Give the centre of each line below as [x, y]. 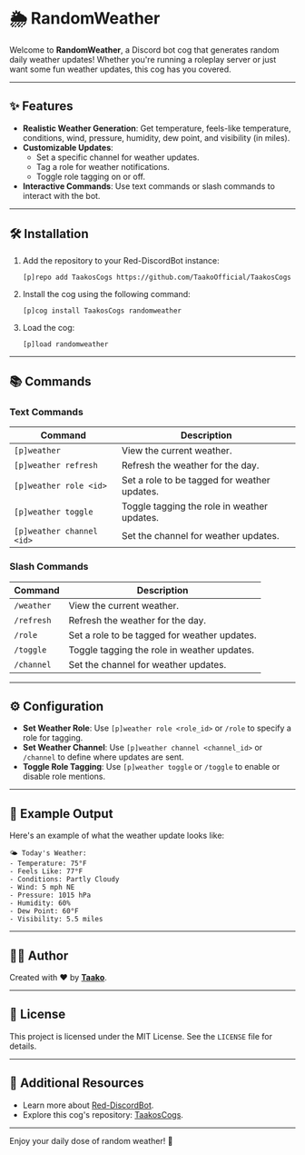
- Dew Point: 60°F [44, 911]
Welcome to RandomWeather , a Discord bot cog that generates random [144, 50]
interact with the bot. [61, 195]
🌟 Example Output [61, 814]
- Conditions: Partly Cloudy [64, 880]
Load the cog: [49, 327]
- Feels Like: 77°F [46, 871]
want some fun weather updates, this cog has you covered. [120, 69]
